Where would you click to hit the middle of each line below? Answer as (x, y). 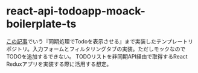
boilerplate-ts (41, 24)
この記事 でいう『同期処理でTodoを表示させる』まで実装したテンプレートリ (100, 41)
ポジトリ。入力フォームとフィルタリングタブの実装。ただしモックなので (96, 49)
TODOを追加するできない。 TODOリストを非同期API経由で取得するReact (97, 56)
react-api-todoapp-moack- (76, 11)
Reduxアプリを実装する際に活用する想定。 (59, 64)
